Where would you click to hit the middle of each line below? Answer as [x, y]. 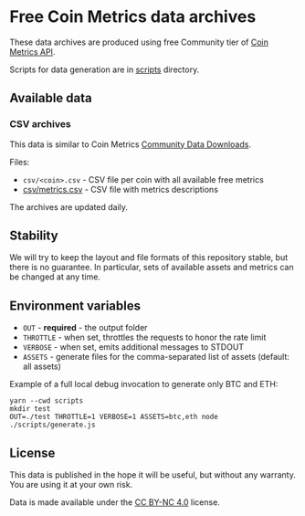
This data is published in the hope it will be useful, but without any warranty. [153, 475]
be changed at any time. [55, 277]
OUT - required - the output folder [85, 328]
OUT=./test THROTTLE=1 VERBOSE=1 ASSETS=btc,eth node [114, 417]
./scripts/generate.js [53, 425]
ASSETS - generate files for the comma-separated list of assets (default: [156, 357]
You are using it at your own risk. [71, 485]
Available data [51, 98]
